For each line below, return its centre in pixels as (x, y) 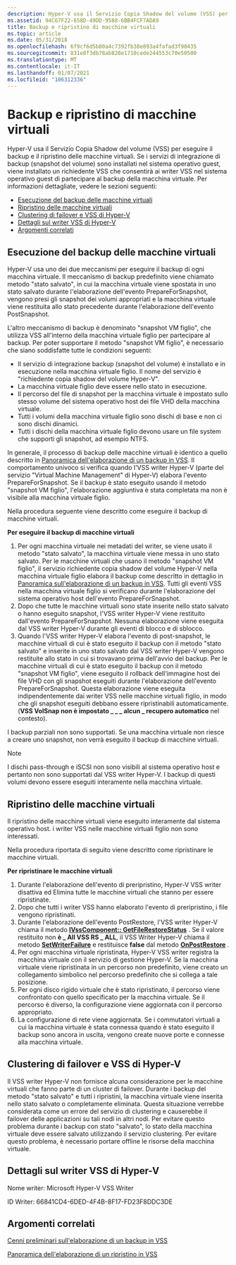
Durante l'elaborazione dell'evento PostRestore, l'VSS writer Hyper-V (118, 922)
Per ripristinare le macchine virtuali (60, 871)
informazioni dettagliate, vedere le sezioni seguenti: (82, 186)
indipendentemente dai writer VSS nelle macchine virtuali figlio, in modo (122, 696)
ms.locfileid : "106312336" (47, 79)
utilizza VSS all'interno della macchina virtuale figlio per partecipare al (109, 335)
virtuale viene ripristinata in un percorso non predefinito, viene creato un (123, 967)
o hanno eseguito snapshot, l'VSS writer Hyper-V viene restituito (111, 614)
